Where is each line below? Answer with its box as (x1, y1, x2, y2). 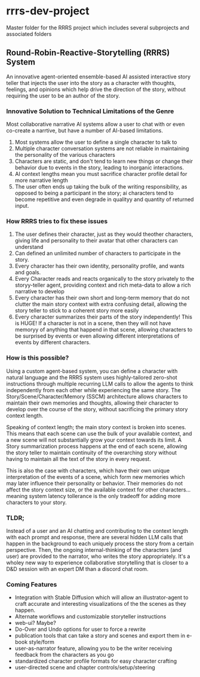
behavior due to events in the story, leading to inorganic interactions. (14, 164, 184, 171)
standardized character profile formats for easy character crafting (14, 657, 177, 665)
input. (14, 202, 29, 210)
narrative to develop (14, 288, 64, 295)
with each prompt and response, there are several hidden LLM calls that (6, 533, 183, 541)
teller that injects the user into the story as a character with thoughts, (6, 79, 176, 86)
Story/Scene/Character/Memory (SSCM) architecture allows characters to (6, 393, 188, 400)
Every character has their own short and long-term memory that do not (14, 295, 190, 302)
